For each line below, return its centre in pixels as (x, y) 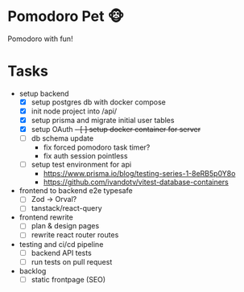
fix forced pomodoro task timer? (97, 147)
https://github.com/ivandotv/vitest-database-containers (136, 182)
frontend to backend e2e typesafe (76, 191)
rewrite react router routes (75, 235)
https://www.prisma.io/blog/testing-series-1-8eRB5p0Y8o (139, 174)
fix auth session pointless (85, 156)
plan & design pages (65, 226)
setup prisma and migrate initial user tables (103, 120)
